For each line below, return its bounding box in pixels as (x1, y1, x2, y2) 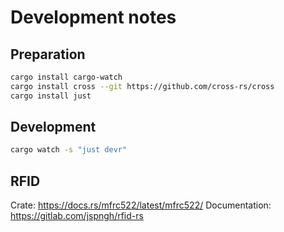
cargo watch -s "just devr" (10, 145, 128, 155)
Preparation (10, 46, 86, 63)
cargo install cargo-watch (10, 72, 123, 82)
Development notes (10, 6, 177, 29)
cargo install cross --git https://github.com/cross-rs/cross (10, 81, 275, 91)
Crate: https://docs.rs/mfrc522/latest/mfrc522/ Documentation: (10, 199, 272, 211)
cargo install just (10, 91, 92, 101)
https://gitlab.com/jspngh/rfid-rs (10, 210, 144, 222)
